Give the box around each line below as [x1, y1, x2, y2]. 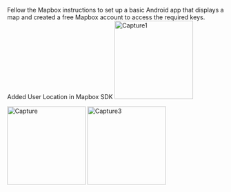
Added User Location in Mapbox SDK [7, 93, 113, 100]
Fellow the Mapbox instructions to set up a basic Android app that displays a [7, 6, 224, 14]
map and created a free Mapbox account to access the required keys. [7, 13, 205, 21]
